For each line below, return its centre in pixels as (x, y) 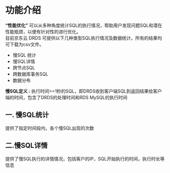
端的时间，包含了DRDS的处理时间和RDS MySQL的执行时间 (66, 97)
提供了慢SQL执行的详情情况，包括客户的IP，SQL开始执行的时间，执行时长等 (85, 159)
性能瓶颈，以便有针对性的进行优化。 (43, 31)
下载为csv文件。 (27, 44)
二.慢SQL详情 (26, 145)
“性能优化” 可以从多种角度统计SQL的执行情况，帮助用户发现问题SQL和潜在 (84, 25)
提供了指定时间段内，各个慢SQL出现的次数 (50, 128)
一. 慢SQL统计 (27, 115)
